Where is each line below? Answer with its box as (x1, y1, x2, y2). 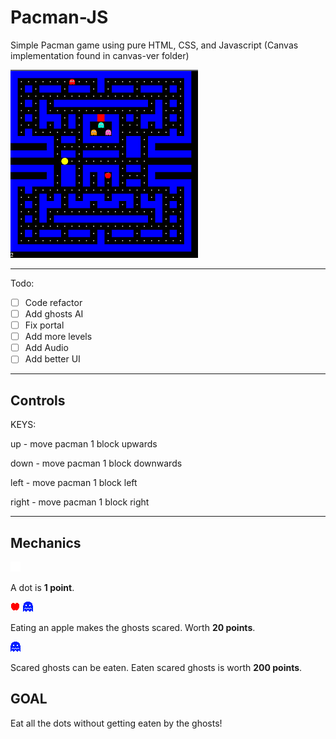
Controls (10, 392, 66, 409)
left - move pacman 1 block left (10, 477, 138, 489)
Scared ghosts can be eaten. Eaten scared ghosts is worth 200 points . (10, 661, 303, 673)
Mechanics (10, 534, 82, 551)
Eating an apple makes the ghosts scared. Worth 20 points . (10, 621, 256, 633)
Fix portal (24, 319, 65, 331)
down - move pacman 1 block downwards (10, 457, 183, 470)
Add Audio (24, 342, 69, 354)
